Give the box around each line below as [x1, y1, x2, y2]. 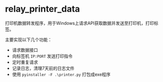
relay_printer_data [5, 3, 80, 15]
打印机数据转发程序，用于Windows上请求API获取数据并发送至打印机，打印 [5, 20, 154, 26]
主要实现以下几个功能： [5, 37, 52, 42]
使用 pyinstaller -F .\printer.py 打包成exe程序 [12, 71, 111, 77]
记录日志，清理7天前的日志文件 [12, 65, 74, 71]
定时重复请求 [12, 59, 38, 65]
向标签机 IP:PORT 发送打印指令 [12, 53, 73, 59]
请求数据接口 [12, 47, 38, 53]
